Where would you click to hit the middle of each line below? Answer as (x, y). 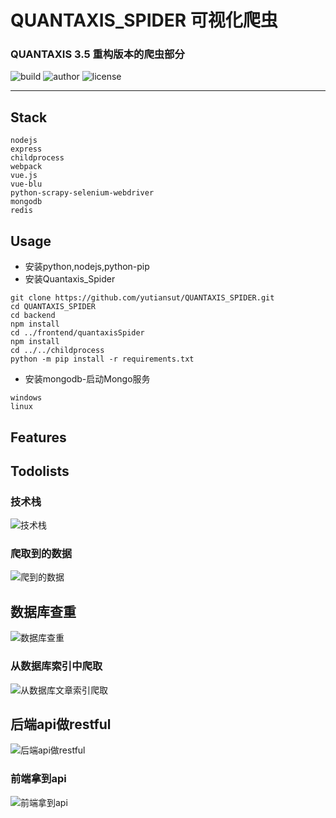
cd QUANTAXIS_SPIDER (53, 307)
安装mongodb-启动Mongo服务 (87, 379)
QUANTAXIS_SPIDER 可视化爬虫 (144, 20)
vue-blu (26, 184)
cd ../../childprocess (57, 351)
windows (26, 398)
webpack (26, 167)
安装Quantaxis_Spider (70, 279)
